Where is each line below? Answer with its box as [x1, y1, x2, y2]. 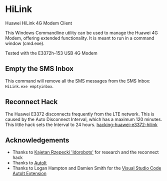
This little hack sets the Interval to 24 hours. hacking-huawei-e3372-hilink [5, 121, 158, 127]
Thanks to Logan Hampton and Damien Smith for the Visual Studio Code [12, 165, 161, 171]
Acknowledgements [5, 136, 69, 144]
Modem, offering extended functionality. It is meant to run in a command [5, 35, 154, 41]
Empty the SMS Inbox [5, 64, 74, 73]
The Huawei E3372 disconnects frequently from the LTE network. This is [5, 111, 154, 117]
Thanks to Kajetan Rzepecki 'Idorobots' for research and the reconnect [12, 149, 159, 155]
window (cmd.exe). [5, 40, 45, 46]
